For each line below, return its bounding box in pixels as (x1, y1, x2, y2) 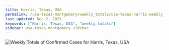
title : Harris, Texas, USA (5, 7, 62, 12)
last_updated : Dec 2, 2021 (5, 16, 62, 21)
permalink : (5, 12, 28, 17)
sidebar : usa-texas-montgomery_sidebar (5, 26, 89, 31)
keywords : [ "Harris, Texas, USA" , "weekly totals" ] (5, 21, 116, 26)
